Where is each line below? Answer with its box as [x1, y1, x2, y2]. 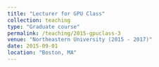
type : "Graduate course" [7, 23, 80, 30]
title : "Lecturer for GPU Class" [7, 10, 106, 17]
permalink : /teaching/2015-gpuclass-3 [7, 29, 121, 37]
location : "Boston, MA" [7, 50, 77, 57]
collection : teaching [7, 17, 71, 24]
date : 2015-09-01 [7, 43, 58, 50]
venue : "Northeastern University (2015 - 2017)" [7, 36, 153, 43]
